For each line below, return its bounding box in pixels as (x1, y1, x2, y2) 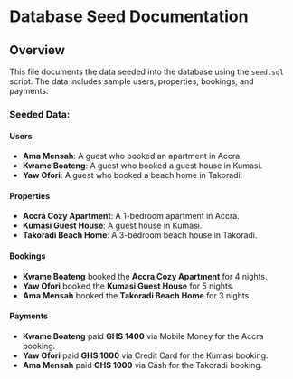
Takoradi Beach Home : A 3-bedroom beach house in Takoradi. (22, 230, 258, 241)
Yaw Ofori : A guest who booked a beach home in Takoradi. (22, 170, 243, 181)
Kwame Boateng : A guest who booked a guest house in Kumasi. (22, 160, 263, 171)
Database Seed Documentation (9, 6, 249, 27)
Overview (9, 43, 66, 58)
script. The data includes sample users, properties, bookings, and (9, 76, 255, 87)
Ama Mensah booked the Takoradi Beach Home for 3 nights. (22, 289, 251, 300)
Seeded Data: (9, 108, 71, 120)
